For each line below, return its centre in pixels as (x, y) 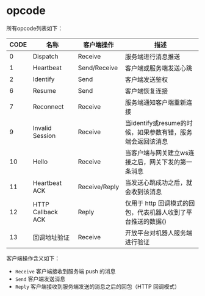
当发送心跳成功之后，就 (159, 182)
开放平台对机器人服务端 (159, 233)
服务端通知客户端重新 (156, 103)
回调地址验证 (51, 237)
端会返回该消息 (146, 141)
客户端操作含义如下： (33, 258)
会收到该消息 (143, 192)
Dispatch (45, 56)
